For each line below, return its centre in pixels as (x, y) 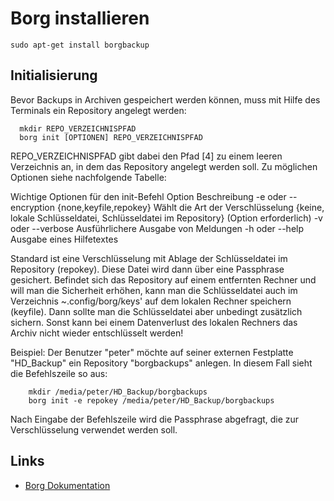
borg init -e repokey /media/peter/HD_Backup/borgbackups (151, 400)
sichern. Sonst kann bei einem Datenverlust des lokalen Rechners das (154, 322)
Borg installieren (80, 18)
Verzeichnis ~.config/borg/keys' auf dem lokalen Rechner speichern (151, 301)
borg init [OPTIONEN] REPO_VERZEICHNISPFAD (111, 137)
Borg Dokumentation (67, 485)
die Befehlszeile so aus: (59, 373)
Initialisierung (54, 75)
